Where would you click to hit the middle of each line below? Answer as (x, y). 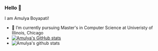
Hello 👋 (13, 8)
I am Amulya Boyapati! (27, 18)
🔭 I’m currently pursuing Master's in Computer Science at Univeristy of (82, 28)
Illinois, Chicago (28, 33)
